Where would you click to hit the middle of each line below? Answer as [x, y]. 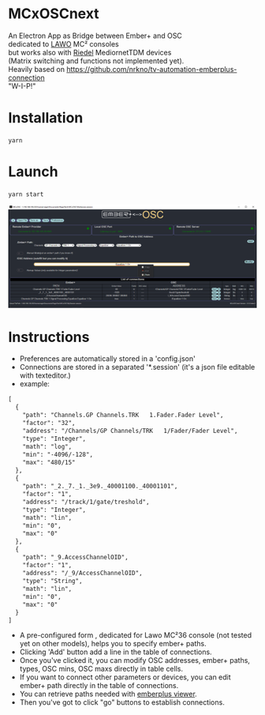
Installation [46, 118]
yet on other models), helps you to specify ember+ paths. [113, 644]
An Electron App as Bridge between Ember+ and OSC [95, 36]
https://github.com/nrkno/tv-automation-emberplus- [152, 69]
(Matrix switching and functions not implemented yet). [96, 61]
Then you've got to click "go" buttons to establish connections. [122, 702]
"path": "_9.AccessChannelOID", [75, 558]
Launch [33, 172]
